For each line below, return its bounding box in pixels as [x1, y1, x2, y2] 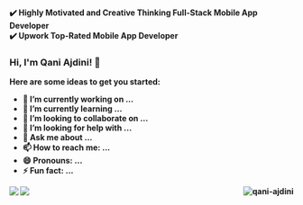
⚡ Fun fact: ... [22, 165, 74, 176]
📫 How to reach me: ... [22, 142, 111, 153]
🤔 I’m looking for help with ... [22, 122, 133, 133]
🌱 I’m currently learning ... [22, 103, 123, 114]
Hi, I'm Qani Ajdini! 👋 [9, 56, 101, 68]
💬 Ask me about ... [22, 132, 93, 143]
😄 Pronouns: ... [22, 156, 83, 166]
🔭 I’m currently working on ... [22, 94, 133, 105]
